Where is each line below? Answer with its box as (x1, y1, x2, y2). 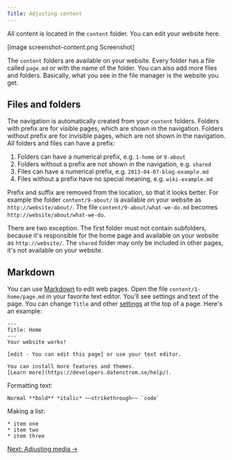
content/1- (169, 286, 201, 293)
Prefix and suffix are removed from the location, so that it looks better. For (7, 189, 219, 197)
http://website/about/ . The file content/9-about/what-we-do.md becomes (7, 203, 218, 212)
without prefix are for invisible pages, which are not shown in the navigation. (7, 132, 226, 140)
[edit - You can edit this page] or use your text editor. (7, 351, 182, 358)
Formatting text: (7, 381, 53, 390)
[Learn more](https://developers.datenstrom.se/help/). (7, 370, 172, 376)
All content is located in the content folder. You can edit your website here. (7, 29, 221, 38)
